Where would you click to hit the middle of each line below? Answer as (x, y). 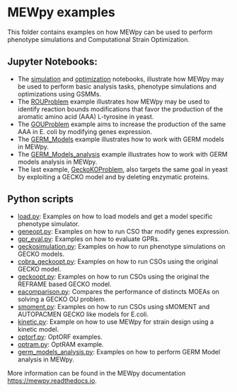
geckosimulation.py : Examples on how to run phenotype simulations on (121, 246)
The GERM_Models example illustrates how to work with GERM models (121, 139)
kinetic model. (38, 329)
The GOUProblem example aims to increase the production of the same (122, 124)
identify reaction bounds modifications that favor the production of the (120, 109)
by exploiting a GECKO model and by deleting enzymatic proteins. (114, 177)
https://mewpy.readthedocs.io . (52, 381)
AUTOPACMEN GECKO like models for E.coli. (83, 314)
